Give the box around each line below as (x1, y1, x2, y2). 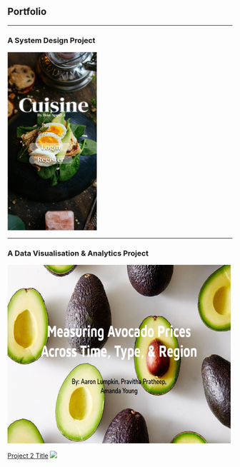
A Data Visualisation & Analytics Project (7, 248, 149, 258)
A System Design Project (7, 35, 96, 45)
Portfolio (7, 6, 47, 18)
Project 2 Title (7, 451, 49, 460)
